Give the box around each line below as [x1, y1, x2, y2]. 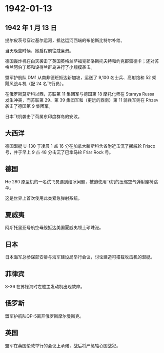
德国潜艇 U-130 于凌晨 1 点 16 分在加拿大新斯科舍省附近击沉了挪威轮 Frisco [5, 143, 156, 149]
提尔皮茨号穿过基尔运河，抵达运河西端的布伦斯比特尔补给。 [5, 38, 125, 43]
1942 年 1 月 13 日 [5, 23, 57, 32]
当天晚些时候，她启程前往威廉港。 [5, 48, 74, 54]
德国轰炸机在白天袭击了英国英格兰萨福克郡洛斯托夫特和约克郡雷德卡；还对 [5, 58, 155, 64]
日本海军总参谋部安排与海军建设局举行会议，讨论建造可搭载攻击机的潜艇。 [5, 254, 155, 260]
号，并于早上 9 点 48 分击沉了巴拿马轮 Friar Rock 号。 [5, 149, 114, 155]
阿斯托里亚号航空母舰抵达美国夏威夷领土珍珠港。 [5, 225, 103, 231]
